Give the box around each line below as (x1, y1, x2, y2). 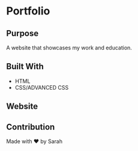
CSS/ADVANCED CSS (14, 84, 69, 91)
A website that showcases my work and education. (6, 44, 132, 51)
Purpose (6, 28, 39, 39)
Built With (6, 61, 44, 72)
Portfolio (6, 4, 50, 18)
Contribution (6, 122, 55, 132)
